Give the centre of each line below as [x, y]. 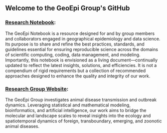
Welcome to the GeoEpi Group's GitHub [68, 8]
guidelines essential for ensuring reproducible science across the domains [82, 49]
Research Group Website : [37, 88]
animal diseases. [22, 126]
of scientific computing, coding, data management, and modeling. [73, 54]
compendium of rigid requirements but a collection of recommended [76, 70]
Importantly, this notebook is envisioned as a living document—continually [82, 60]
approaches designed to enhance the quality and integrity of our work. [78, 76]
